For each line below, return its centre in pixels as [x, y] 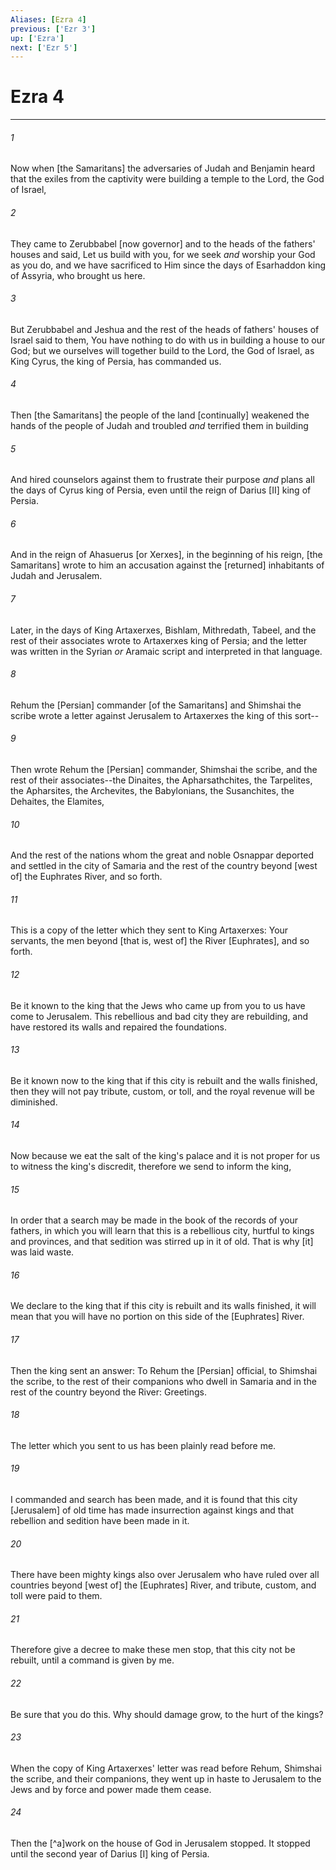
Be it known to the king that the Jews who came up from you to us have [158, 1005]
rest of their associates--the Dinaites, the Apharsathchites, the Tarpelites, [161, 780]
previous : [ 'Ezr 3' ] [53, 29]
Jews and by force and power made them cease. [111, 1789]
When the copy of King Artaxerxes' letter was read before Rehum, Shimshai [166, 1768]
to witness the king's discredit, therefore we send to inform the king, [151, 1167]
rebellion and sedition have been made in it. [100, 1521]
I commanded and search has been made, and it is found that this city [154, 1500]
